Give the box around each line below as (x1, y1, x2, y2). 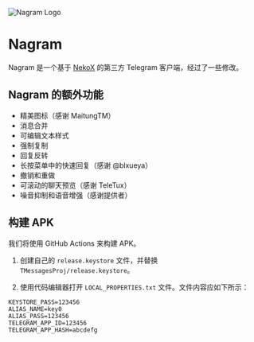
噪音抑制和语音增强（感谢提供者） (19, 190, 132, 200)
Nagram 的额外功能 (8, 88, 104, 102)
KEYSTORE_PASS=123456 (8, 298, 80, 306)
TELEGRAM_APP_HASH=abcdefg (8, 326, 98, 334)
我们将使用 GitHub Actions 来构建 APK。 (8, 239, 141, 248)
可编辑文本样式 (19, 130, 69, 140)
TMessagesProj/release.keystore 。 (19, 265, 135, 274)
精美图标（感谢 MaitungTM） (19, 111, 115, 120)
